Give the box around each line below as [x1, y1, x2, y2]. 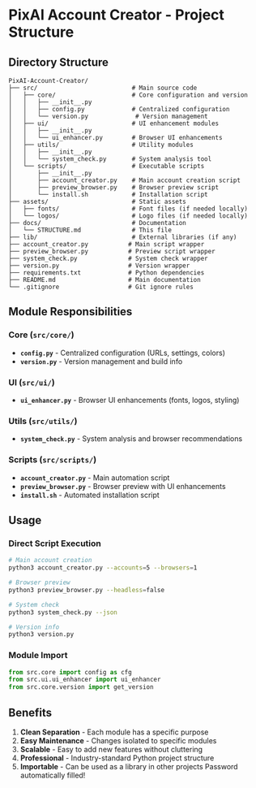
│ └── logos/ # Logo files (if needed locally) [8, 212, 249, 220]
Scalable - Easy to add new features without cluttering [19, 745, 203, 754]
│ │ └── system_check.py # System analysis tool [8, 155, 212, 163]
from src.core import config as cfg [8, 668, 132, 676]
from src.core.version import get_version [8, 683, 154, 691]
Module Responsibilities [8, 305, 133, 318]
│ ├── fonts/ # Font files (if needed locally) [8, 205, 249, 213]
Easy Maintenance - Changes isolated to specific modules [19, 736, 217, 745]
